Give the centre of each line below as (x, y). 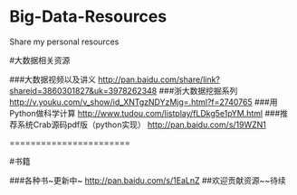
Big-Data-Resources (88, 17)
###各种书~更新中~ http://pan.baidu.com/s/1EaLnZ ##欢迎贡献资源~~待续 (148, 180)
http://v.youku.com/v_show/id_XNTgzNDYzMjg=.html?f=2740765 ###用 (144, 102)
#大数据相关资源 (40, 60)
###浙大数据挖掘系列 (198, 90)
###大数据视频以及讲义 (53, 79)
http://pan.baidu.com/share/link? (159, 79)
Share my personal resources (64, 42)
